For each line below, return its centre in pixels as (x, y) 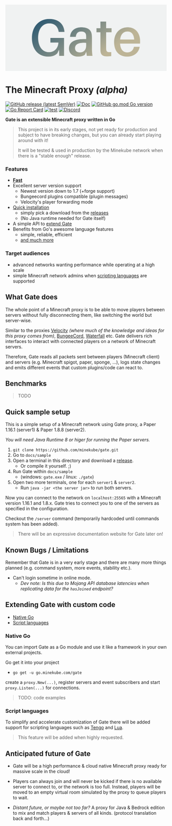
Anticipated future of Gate (48, 753)
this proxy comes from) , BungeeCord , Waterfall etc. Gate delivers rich (79, 336)
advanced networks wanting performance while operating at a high (84, 265)
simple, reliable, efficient (46, 235)
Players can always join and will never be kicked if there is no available (87, 781)
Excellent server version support (47, 186)
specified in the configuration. (37, 509)
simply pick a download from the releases (64, 213)
